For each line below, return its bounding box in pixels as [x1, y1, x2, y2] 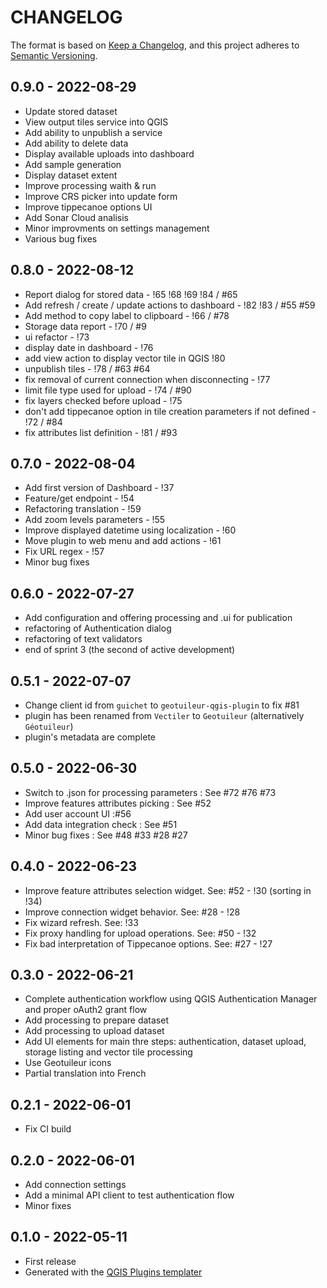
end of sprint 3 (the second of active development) [24, 644, 236, 656]
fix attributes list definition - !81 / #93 [24, 426, 178, 438]
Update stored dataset [24, 105, 118, 117]
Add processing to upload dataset [24, 1025, 165, 1037]
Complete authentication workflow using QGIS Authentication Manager [24, 993, 318, 1005]
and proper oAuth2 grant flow [24, 1004, 148, 1016]
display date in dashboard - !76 [24, 341, 154, 353]
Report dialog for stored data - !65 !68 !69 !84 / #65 [24, 288, 238, 300]
